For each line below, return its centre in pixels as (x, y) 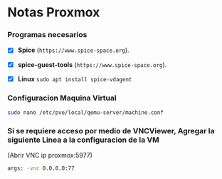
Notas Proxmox (54, 12)
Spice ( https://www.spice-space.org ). (73, 50)
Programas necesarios (47, 35)
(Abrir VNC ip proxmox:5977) (50, 155)
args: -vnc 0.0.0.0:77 (41, 168)
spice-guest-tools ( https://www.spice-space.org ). (92, 64)
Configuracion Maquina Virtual (62, 98)
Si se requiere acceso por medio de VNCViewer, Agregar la (111, 131)
